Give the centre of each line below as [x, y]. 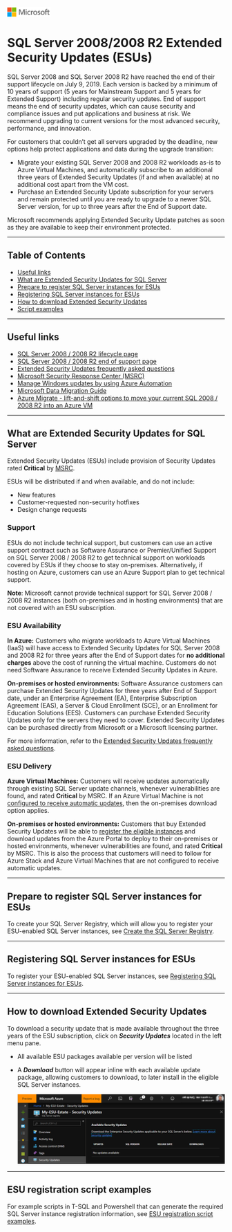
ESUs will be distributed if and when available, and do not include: [101, 481]
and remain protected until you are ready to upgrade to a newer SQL [114, 199]
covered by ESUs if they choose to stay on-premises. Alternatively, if [105, 564]
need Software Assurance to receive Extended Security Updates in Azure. [113, 670]
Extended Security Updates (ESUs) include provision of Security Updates [112, 461]
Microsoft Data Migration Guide [62, 390]
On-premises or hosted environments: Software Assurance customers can [115, 683]
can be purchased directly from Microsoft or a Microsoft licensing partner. [113, 727]
